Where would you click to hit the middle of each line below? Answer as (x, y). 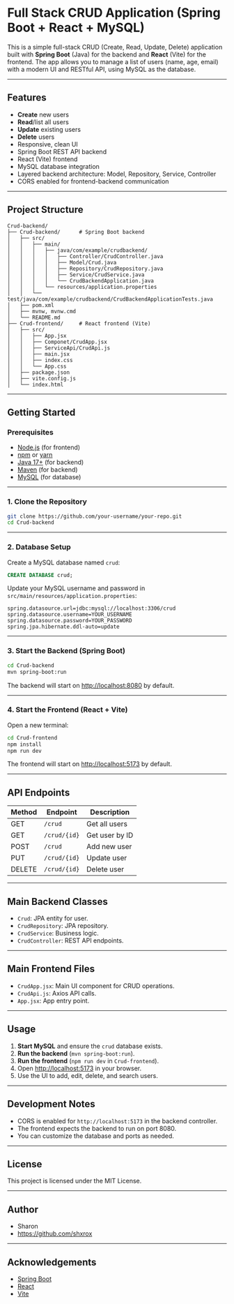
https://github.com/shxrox (55, 1234)
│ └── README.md (34, 317)
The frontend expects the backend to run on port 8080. (97, 1128)
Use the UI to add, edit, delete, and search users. (88, 1075)
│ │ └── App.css (37, 366)
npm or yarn (35, 455)
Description (110, 812)
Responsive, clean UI (47, 144)
